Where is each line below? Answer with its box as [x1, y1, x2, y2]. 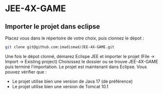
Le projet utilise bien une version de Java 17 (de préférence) [12, 78, 133, 84]
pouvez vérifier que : [5, 69, 47, 75]
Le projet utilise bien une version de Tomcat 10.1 [12, 83, 109, 89]
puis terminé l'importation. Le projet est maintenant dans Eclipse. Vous [5, 64, 147, 70]
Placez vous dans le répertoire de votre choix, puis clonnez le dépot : [5, 35, 144, 41]
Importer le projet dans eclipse [5, 22, 100, 31]
